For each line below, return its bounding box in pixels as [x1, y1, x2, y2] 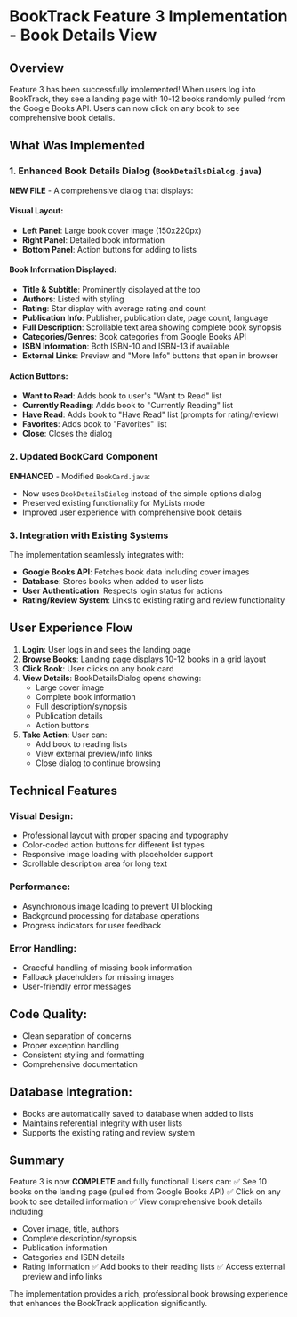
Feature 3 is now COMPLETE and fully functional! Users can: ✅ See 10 [9, 1176, 268, 1187]
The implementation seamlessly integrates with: [9, 549, 185, 559]
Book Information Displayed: [9, 264, 117, 275]
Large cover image [35, 682, 105, 693]
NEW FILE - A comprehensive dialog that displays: [9, 185, 194, 196]
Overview [9, 60, 65, 76]
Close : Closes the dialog [21, 429, 113, 439]
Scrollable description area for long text [21, 858, 167, 869]
